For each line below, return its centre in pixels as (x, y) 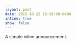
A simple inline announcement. (36, 37)
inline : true (18, 18)
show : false (17, 23)
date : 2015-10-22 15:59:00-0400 (38, 14)
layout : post (18, 9)
